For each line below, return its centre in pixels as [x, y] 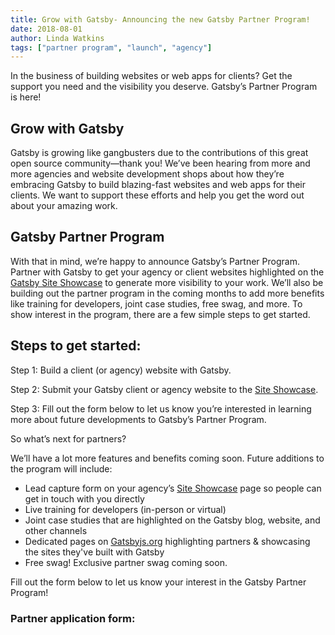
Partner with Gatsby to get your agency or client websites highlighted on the [167, 272]
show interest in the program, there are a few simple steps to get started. [160, 314]
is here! [26, 97]
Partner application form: [73, 618]
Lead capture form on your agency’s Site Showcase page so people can [173, 488]
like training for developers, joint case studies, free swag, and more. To [156, 303]
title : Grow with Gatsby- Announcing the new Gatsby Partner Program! [160, 19]
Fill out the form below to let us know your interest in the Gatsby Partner [158, 582]
